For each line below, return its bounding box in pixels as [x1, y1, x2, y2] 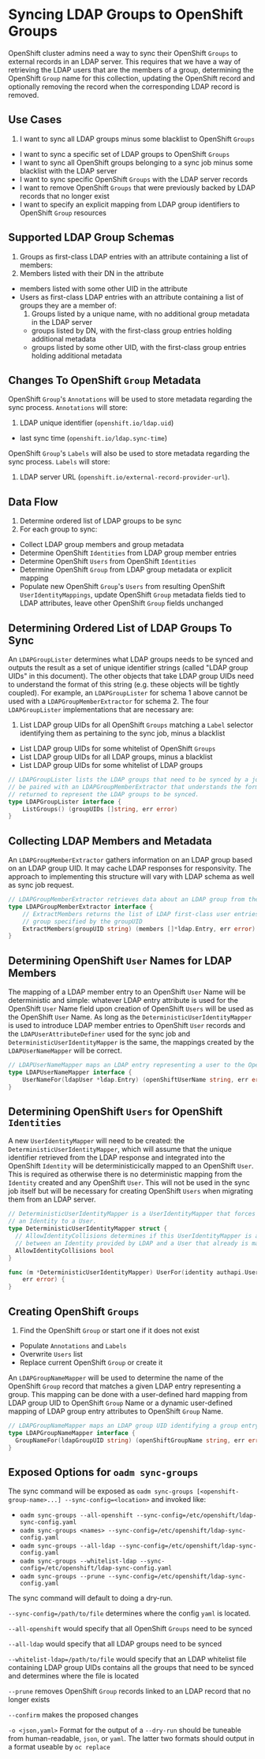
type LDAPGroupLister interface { [8, 798, 122, 806]
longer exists [8, 1695, 50, 1705]
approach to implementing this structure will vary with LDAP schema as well [8, 872, 255, 881]
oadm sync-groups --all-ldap [19, 1542, 116, 1550]
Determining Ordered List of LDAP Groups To [8, 621, 233, 635]
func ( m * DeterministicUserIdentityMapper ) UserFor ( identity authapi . [8, 1268, 245, 1276]
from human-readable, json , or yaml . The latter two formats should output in [8, 1734, 255, 1743]
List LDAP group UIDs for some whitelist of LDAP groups [19, 761, 203, 770]
